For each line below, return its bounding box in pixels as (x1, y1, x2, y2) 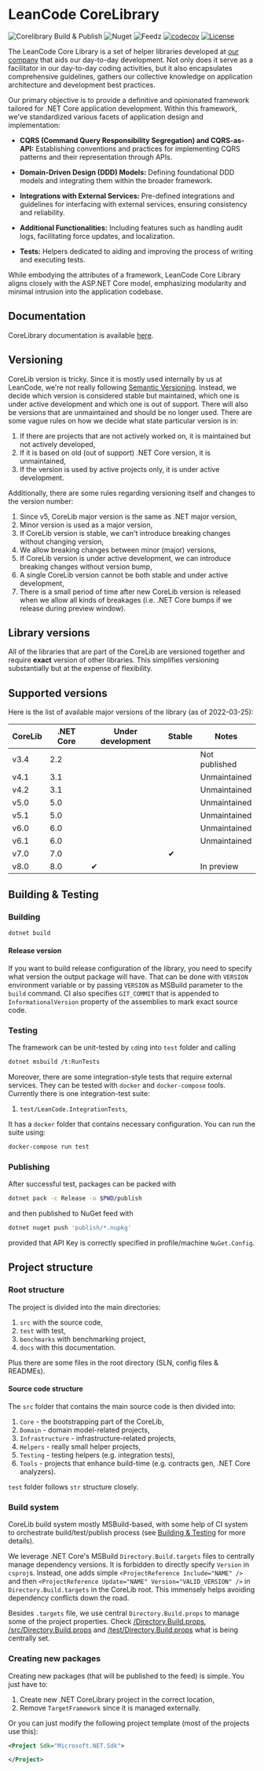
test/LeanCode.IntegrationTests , (19, 1104, 128, 1113)
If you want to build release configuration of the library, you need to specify (8, 963, 253, 973)
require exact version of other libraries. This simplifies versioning (8, 655, 219, 665)
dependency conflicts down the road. (8, 1593, 130, 1603)
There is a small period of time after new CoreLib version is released (19, 587, 241, 596)
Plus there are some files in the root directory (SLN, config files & (8, 1358, 218, 1367)
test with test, (19, 1325, 66, 1335)
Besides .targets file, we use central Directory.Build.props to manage (8, 1608, 240, 1618)
